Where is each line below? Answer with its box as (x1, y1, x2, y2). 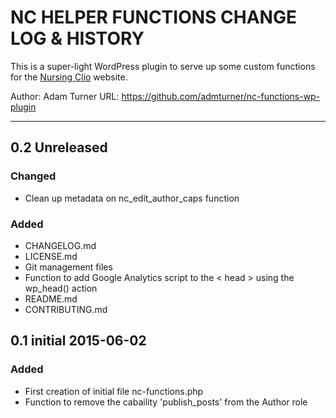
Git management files (24, 261, 113, 273)
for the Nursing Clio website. (10, 71, 128, 83)
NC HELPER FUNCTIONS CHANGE (10, 6, 297, 29)
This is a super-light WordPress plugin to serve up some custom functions (10, 60, 316, 72)
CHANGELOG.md (24, 239, 97, 251)
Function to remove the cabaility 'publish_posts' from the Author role (24, 396, 308, 408)
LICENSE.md (24, 250, 78, 262)
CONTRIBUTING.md (24, 303, 108, 315)
